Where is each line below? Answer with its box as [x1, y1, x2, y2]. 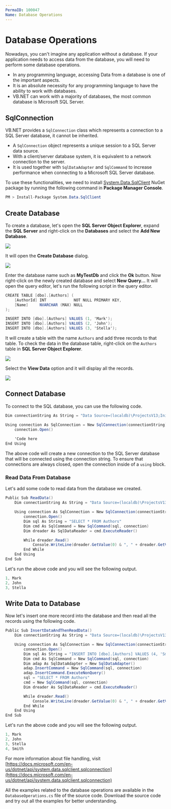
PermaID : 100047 [5, 7, 40, 13]
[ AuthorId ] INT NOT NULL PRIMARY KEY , [14, 297, 122, 302]
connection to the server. [12, 159, 66, 165]
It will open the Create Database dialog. [5, 252, 89, 259]
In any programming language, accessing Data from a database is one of [12, 72, 165, 78]
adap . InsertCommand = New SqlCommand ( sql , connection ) [23, 666, 142, 671]
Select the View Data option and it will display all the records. [5, 365, 134, 371]
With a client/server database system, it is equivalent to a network [12, 154, 152, 160]
